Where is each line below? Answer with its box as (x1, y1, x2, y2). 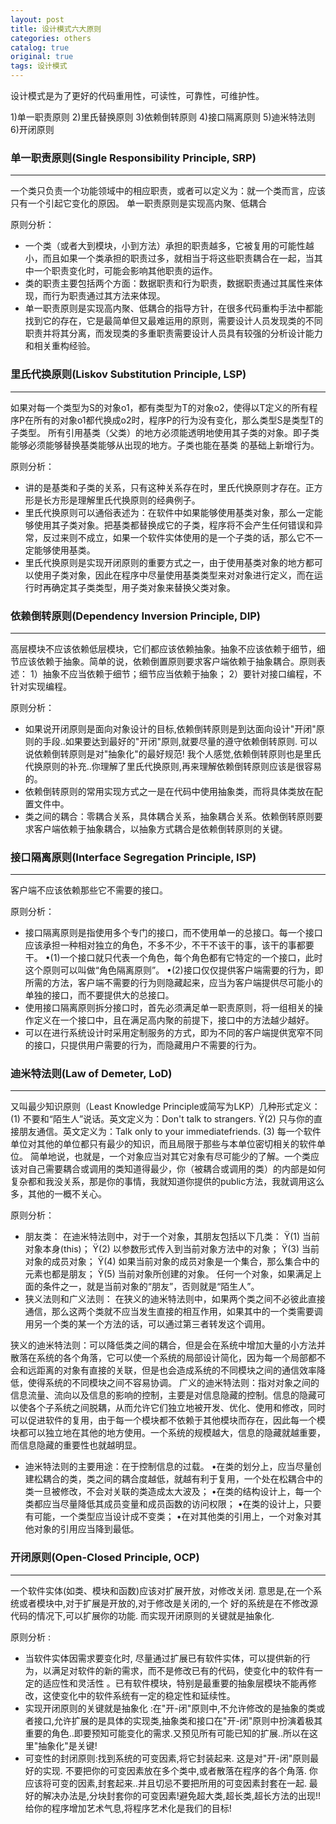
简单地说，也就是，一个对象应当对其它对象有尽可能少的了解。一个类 (29, 1151, 311, 1163)
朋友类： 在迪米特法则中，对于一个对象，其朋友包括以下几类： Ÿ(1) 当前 (24, 1231, 321, 1243)
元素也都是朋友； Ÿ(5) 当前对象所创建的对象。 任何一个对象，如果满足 (24, 1268, 313, 1280)
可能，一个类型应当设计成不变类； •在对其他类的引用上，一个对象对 (33, 1511, 313, 1523)
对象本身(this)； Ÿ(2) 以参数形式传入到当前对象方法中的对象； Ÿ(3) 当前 (24, 1243, 320, 1255)
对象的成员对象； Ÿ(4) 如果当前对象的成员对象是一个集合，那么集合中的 (24, 1256, 320, 1268)
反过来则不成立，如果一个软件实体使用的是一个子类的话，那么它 (42, 531, 306, 543)
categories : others (10, 33, 92, 43)
